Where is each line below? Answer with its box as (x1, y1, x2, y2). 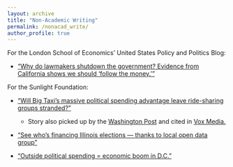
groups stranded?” (17, 104, 71, 112)
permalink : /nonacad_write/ (7, 23, 89, 30)
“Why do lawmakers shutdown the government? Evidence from (17, 62, 200, 70)
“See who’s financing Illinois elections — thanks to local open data (17, 131, 208, 139)
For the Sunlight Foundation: (7, 83, 89, 91)
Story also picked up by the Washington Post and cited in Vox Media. (27, 118, 226, 126)
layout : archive (7, 10, 54, 17)
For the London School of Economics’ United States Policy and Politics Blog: (7, 49, 226, 57)
